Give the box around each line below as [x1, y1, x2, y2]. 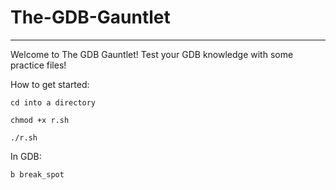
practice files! [10, 59, 67, 71]
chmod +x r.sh [10, 115, 70, 125]
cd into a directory [10, 97, 97, 108]
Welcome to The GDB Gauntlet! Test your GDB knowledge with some [10, 48, 294, 60]
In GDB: [10, 150, 42, 162]
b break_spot [10, 169, 65, 180]
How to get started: [10, 78, 90, 90]
